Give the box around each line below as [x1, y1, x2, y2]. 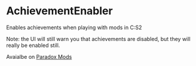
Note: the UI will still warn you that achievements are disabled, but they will [6, 35, 191, 42]
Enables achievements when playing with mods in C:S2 [6, 24, 142, 31]
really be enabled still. [6, 42, 60, 49]
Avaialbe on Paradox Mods [6, 53, 72, 60]
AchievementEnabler [6, 4, 113, 18]
